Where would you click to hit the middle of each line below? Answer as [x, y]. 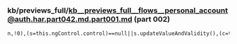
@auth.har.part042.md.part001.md [70, 19]
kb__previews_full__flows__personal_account [148, 10]
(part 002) [152, 19]
